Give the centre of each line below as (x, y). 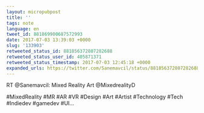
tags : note (20, 23)
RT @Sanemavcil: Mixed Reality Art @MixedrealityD (71, 85)
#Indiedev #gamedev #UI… (40, 103)
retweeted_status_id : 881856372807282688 (59, 51)
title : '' (19, 18)
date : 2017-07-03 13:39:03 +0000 (49, 40)
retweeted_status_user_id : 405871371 (54, 57)
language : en (23, 29)
